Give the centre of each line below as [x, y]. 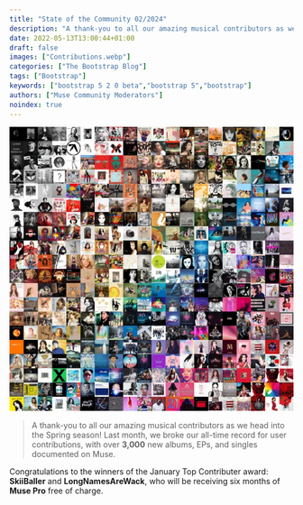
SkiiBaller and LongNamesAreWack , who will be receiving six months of [145, 481]
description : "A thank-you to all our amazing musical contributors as [147, 28]
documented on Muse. [73, 454]
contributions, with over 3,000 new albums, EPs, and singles [144, 444]
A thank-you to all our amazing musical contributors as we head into [158, 425]
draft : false [34, 48]
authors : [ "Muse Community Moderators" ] [87, 95]
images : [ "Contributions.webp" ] [70, 57]
